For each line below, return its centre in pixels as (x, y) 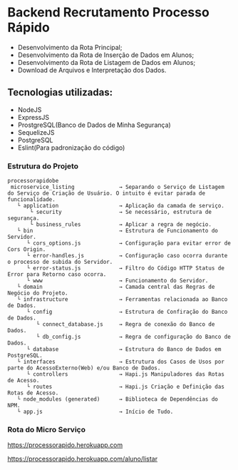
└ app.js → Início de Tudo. (95, 412)
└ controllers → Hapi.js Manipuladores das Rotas (125, 374)
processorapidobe (33, 181)
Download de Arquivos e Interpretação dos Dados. (92, 70)
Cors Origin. (27, 250)
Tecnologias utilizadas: (60, 92)
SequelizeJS (36, 132)
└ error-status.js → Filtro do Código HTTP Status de (125, 268)
